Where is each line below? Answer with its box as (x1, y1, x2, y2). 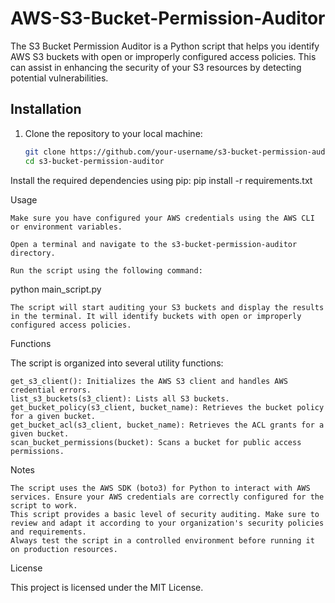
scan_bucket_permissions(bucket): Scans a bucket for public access (10, 437, 302, 447)
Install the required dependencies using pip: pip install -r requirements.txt (10, 174, 313, 186)
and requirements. (10, 527, 87, 537)
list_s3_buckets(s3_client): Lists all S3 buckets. (10, 393, 230, 404)
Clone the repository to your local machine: (24, 127, 203, 139)
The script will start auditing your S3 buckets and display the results (10, 302, 325, 312)
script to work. (10, 500, 78, 511)
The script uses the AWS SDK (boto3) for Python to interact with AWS (10, 483, 311, 493)
